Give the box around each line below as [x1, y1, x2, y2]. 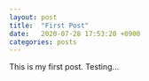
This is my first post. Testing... [9, 62, 120, 72]
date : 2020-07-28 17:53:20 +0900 [9, 29, 141, 38]
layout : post [9, 12, 58, 22]
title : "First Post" [9, 21, 90, 30]
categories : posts [9, 37, 77, 47]
